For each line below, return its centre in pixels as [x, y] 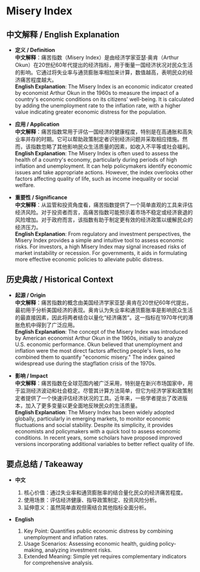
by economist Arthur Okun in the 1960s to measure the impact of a [97, 93]
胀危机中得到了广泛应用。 [46, 325]
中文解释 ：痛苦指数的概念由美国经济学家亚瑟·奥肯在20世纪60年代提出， [103, 302]
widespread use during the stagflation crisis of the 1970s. [85, 363]
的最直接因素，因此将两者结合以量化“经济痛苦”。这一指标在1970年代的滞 [104, 317]
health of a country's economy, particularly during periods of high [96, 160]
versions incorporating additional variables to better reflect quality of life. [104, 444]
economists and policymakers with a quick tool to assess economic [98, 431]
